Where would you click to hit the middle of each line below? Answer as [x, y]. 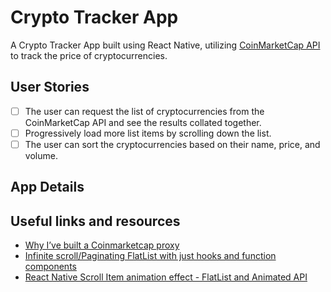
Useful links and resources [95, 221]
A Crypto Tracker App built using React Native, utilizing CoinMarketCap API [165, 45]
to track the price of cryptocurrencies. [89, 55]
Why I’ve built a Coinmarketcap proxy [102, 245]
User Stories [50, 87]
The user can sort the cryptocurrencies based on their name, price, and [172, 144]
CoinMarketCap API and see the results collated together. [143, 122]
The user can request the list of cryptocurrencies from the [144, 111]
